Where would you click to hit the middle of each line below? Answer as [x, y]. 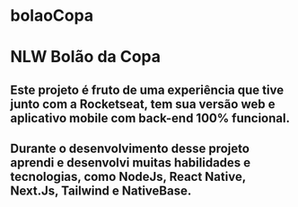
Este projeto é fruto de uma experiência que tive [147, 90]
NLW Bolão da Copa [85, 57]
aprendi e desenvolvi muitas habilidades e [131, 163]
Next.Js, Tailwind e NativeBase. [101, 191]
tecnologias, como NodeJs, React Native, [128, 177]
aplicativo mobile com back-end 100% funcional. [150, 118]
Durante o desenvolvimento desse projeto [130, 149]
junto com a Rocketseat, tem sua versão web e [143, 104]
